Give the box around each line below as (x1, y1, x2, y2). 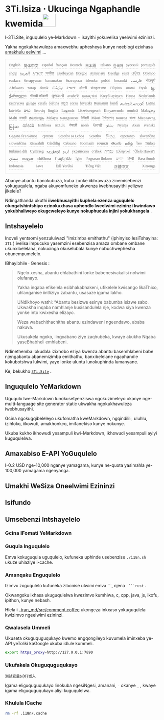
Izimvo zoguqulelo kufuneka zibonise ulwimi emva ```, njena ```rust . (5, 583, 146, 589)
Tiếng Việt (85, 163, 101, 168)
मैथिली (80, 115, 89, 120)
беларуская (24, 78, 42, 83)
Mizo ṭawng (138, 115, 156, 120)
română (126, 108, 138, 113)
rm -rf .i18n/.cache (5, 711, 47, 716)
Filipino (110, 85, 122, 90)
